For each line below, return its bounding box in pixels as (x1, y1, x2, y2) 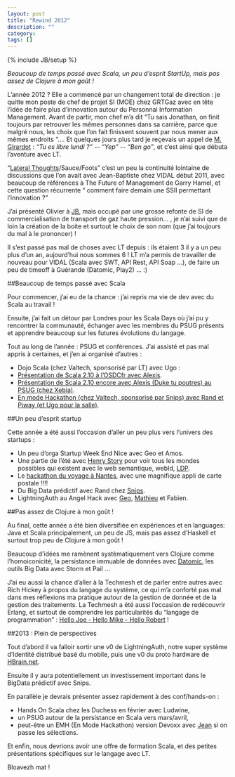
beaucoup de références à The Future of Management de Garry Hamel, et (7, 178, 221, 187)
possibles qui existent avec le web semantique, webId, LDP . (17, 464, 191, 473)
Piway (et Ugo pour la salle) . (17, 401, 100, 410)
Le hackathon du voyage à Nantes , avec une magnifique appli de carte (17, 471, 222, 480)
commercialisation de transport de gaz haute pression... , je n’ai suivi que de (7, 215, 227, 223)
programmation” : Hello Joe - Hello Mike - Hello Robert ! (7, 615, 170, 624)
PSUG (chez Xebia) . (17, 386, 75, 394)
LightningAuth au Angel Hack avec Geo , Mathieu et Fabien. (17, 494, 189, 502)
